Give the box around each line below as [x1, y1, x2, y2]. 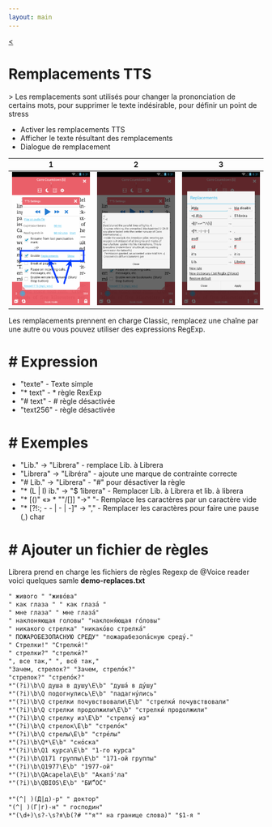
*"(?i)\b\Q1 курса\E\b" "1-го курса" [8, 747, 136, 755]
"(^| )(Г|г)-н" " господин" [8, 803, 104, 812]
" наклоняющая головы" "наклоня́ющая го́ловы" [8, 617, 161, 625]
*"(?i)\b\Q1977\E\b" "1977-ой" [8, 763, 114, 771]
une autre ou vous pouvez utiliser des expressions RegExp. [8, 324, 206, 334]
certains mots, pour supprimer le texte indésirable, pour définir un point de [8, 100, 257, 109]
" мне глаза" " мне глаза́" [8, 609, 100, 617]
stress [8, 109, 29, 118]
